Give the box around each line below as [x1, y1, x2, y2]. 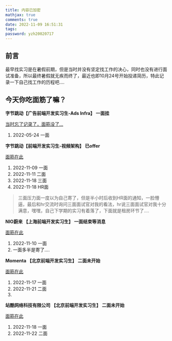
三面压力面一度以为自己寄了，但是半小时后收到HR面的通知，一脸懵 [17, 194, 160, 200]
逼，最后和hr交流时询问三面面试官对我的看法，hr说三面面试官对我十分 [17, 201, 166, 207]
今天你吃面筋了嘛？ [5, 95, 66, 104]
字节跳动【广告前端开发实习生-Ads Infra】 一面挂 [5, 110, 109, 116]
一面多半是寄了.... [12, 247, 50, 253]
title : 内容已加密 [5, 7, 41, 13]
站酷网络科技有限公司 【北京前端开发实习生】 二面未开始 [5, 302, 125, 308]
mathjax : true [5, 12, 36, 17]
